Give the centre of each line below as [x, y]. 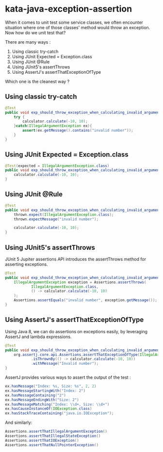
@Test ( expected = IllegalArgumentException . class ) [57, 166]
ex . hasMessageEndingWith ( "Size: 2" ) [42, 400]
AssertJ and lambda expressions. [38, 337]
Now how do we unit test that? [35, 32]
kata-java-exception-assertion [69, 9]
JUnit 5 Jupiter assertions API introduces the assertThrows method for [76, 259]
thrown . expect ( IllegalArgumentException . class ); [64, 214]
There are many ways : [28, 42]
